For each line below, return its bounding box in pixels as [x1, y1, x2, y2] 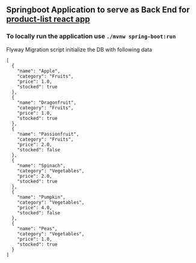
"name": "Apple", [17, 68, 61, 74]
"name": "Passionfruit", [17, 131, 79, 137]
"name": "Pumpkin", [17, 194, 66, 200]
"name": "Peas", [17, 225, 58, 232]
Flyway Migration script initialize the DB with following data [6, 46, 152, 53]
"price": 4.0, [17, 204, 52, 211]
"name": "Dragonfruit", [17, 99, 77, 106]
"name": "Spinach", [17, 162, 66, 169]
